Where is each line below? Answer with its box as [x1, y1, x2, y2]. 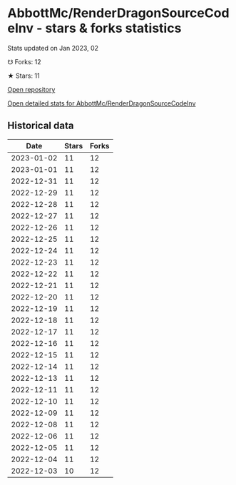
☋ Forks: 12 [7, 57, 41, 66]
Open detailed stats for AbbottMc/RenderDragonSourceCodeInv [7, 98, 196, 108]
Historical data [7, 120, 74, 132]
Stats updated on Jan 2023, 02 [7, 44, 98, 52]
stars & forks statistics [45, 20, 182, 36]
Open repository [7, 85, 56, 93]
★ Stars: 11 [7, 71, 41, 80]
